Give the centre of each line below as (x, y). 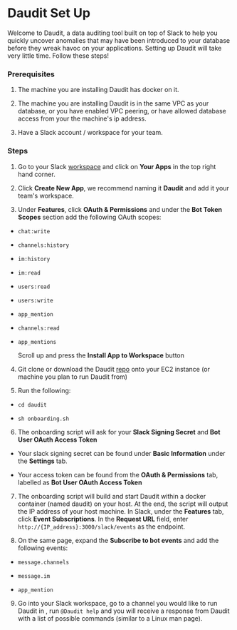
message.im (34, 576)
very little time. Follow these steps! (58, 56)
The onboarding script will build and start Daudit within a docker (112, 496)
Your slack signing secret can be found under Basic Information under (121, 453)
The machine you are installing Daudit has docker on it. (98, 90)
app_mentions (37, 342)
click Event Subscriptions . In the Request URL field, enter (103, 519)
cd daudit (32, 405)
